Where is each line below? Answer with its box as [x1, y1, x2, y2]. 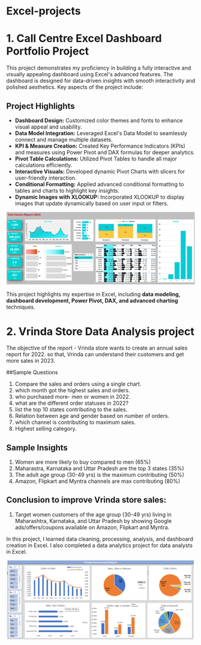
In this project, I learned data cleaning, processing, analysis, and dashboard [6, 535, 194, 542]
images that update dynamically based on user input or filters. [14, 199, 169, 207]
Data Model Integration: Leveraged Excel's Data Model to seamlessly [14, 129, 188, 136]
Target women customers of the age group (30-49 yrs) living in [14, 510, 172, 518]
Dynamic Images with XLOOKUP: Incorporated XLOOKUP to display [14, 193, 185, 201]
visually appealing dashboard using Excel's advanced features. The [6, 71, 173, 78]
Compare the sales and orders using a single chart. [14, 380, 142, 388]
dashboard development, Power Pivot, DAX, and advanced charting [6, 297, 178, 304]
